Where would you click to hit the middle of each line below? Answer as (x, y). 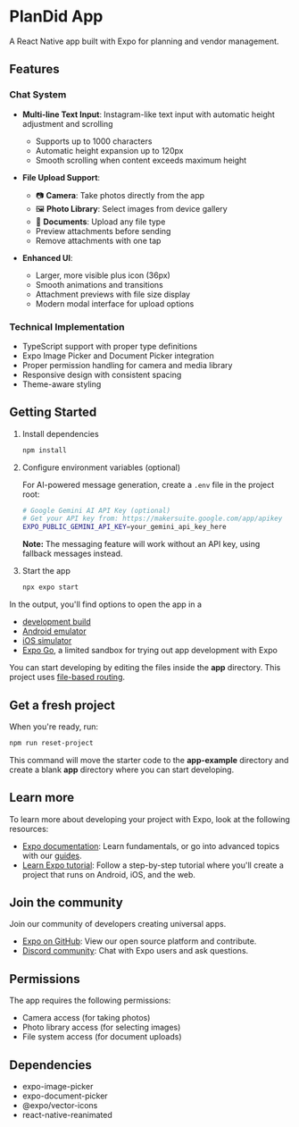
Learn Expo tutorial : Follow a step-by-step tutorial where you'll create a (153, 865)
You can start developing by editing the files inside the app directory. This (145, 668)
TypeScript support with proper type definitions (110, 346)
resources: (29, 828)
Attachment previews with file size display (112, 294)
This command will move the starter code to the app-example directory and (149, 760)
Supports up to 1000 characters (94, 141)
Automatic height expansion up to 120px (109, 150)
